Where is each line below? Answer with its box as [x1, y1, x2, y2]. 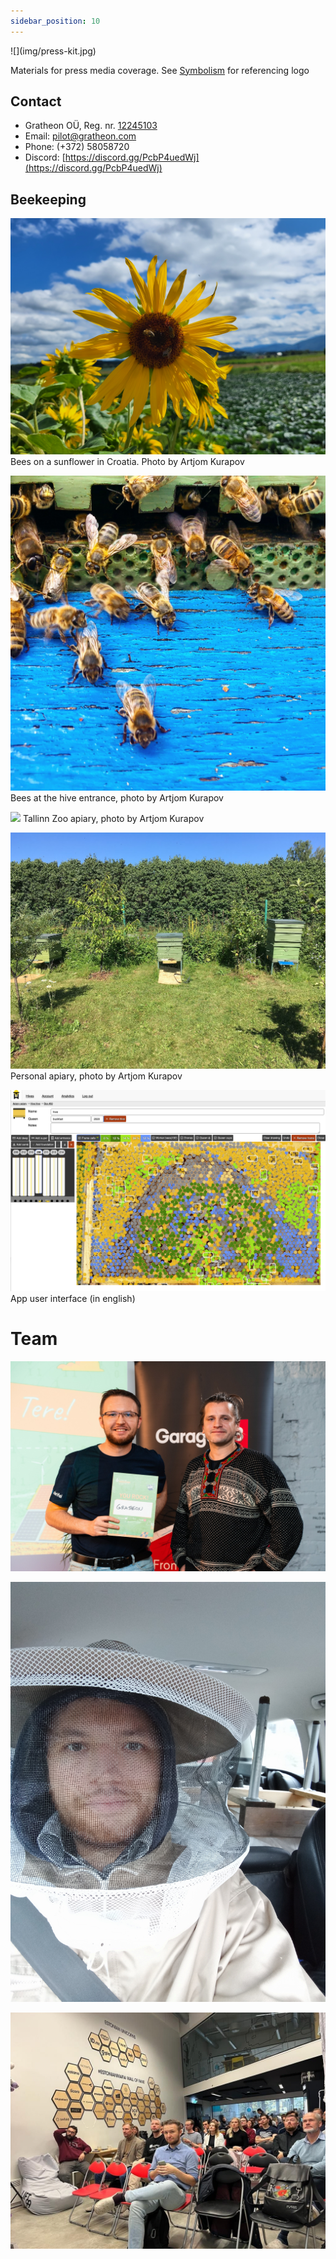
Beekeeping [10, 191, 87, 208]
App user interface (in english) [10, 1292, 136, 1304]
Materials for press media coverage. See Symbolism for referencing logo [10, 64, 310, 76]
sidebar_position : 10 [10, 16, 101, 26]
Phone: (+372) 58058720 [24, 141, 130, 153]
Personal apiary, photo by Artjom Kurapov [10, 1070, 183, 1082]
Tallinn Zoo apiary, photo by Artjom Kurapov [22, 813, 205, 825]
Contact [10, 93, 62, 110]
